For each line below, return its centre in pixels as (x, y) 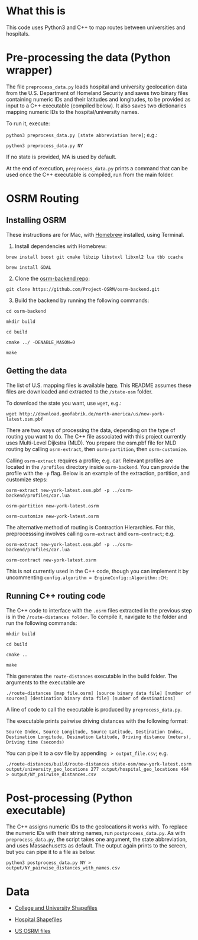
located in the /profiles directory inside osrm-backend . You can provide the (98, 466)
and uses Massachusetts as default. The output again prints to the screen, (97, 846)
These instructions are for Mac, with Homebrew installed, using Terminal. (95, 234)
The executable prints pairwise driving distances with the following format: (97, 721)
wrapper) (30, 70)
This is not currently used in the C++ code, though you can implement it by (98, 571)
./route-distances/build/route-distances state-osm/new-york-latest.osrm (99, 764)
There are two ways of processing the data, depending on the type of (91, 430)
